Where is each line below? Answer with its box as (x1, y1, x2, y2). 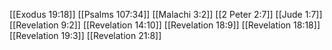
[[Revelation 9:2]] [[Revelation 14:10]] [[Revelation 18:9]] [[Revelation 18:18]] (9, 19, 321, 31)
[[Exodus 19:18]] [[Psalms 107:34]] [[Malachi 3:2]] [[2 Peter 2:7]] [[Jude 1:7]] (9, 9, 323, 20)
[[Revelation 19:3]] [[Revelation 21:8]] (9, 30, 162, 41)
